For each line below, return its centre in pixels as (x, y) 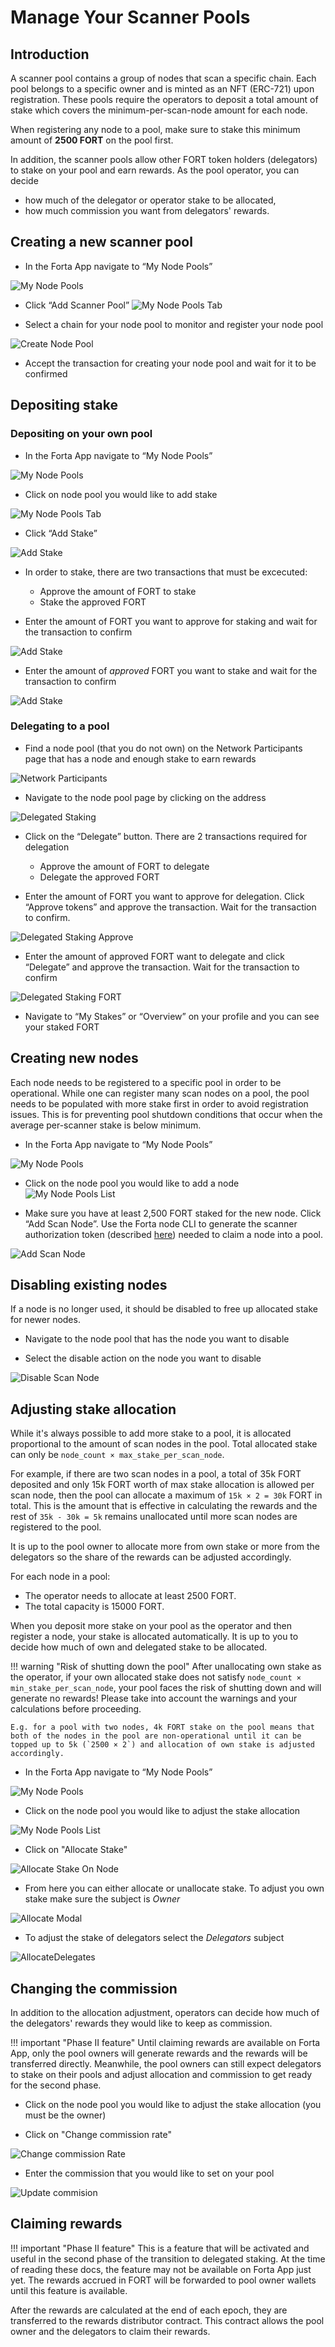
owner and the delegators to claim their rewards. (110, 2331)
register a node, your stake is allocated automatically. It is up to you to (154, 1637)
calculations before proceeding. (76, 1709)
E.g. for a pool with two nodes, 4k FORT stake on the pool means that (162, 1727)
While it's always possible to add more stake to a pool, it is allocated (151, 1433)
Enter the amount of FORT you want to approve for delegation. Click (164, 896)
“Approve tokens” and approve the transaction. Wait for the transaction (170, 907)
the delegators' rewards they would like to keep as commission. (141, 2023)
